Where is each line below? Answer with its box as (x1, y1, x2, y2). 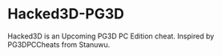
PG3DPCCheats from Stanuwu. (7, 39, 111, 49)
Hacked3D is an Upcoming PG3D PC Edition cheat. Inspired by (7, 31, 215, 41)
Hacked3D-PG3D (7, 5, 125, 23)
